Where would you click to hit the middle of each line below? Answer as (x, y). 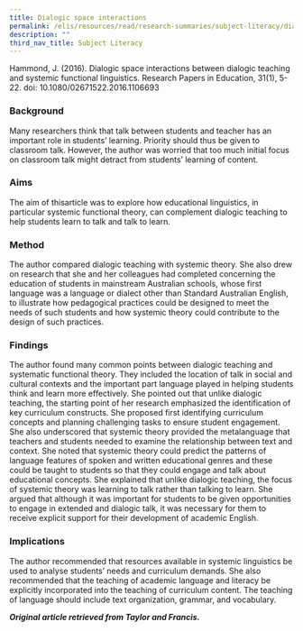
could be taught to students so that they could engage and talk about (138, 471)
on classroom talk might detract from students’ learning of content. (134, 160)
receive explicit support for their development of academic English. (134, 518)
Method (27, 244)
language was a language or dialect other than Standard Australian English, (149, 293)
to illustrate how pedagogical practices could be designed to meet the (139, 303)
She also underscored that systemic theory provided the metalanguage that (150, 432)
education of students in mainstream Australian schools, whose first (136, 284)
